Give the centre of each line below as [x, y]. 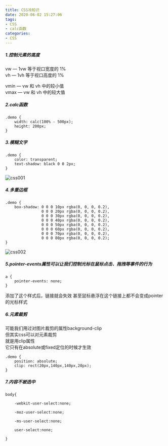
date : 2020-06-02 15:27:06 [34, 15]
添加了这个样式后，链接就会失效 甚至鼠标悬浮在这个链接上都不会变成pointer [84, 295]
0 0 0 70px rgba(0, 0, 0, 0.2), [75, 234]
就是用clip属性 [20, 341]
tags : [11, 19]
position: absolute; [36, 361]
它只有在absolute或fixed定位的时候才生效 [48, 347]
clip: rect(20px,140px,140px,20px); [53, 365]
